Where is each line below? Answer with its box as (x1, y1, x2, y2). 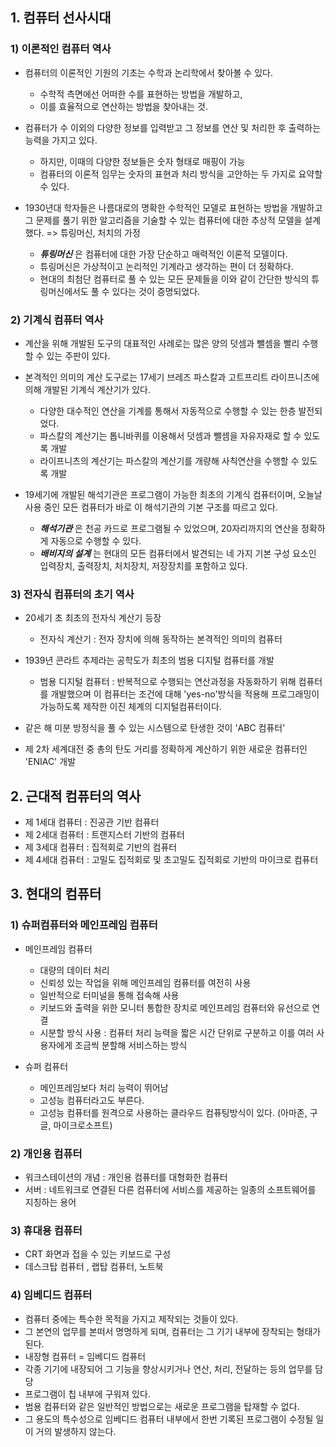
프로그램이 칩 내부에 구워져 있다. (24, 1388, 151, 1400)
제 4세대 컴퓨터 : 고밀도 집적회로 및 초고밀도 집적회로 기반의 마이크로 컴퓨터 (24, 854, 319, 866)
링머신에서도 (39, 285, 89, 297)
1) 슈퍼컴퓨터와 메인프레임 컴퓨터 (10, 918, 158, 932)
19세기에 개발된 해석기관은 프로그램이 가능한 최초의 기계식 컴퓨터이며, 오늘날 (24, 488, 323, 500)
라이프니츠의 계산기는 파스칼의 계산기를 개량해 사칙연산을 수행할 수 (39, 454, 300, 467)
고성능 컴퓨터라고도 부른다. (39, 1094, 145, 1106)
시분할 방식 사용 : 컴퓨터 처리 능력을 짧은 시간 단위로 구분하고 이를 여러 (39, 1026, 315, 1038)
